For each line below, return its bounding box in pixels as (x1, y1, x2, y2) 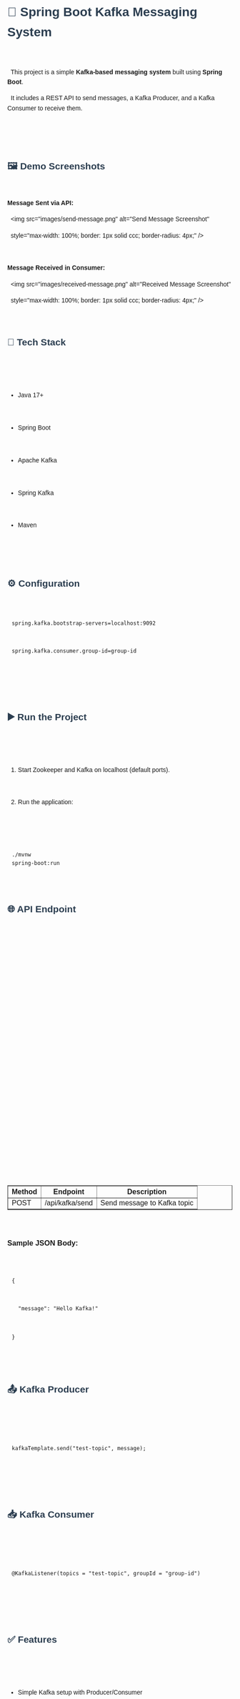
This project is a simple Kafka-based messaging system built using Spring (10, 68, 223, 76)
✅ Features (7, 1633, 58, 1645)
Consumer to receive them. (7, 104, 83, 112)
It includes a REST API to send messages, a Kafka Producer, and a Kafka (10, 94, 215, 102)
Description (126, 1187, 167, 1196)
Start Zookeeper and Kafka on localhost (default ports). (17, 766, 170, 773)
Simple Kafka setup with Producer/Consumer (17, 1688, 143, 1696)
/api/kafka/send (44, 1199, 94, 1207)
